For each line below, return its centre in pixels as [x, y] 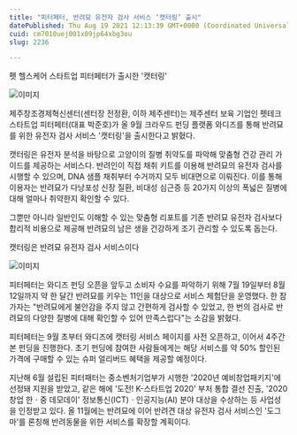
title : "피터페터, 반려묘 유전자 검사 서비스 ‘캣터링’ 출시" [105, 17]
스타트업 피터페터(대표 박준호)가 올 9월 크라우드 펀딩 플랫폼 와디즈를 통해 [135, 125]
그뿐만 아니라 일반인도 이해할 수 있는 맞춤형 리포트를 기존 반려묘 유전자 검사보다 [146, 217]
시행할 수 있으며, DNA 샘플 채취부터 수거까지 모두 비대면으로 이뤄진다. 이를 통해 [146, 177]
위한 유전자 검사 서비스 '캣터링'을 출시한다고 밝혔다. [107, 136]
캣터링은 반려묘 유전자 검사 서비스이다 [74, 248]
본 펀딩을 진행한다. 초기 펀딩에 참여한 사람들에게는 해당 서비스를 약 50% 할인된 [145, 348]
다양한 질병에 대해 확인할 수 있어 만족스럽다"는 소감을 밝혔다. [137, 318]
